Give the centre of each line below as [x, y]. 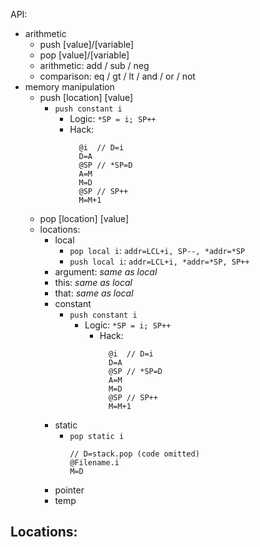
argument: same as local [106, 272]
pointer [69, 490]
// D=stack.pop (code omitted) [134, 454]
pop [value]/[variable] [84, 55]
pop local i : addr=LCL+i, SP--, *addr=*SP [157, 250]
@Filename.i [94, 463]
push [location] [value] [86, 97]
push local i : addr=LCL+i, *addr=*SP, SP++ [159, 261]
